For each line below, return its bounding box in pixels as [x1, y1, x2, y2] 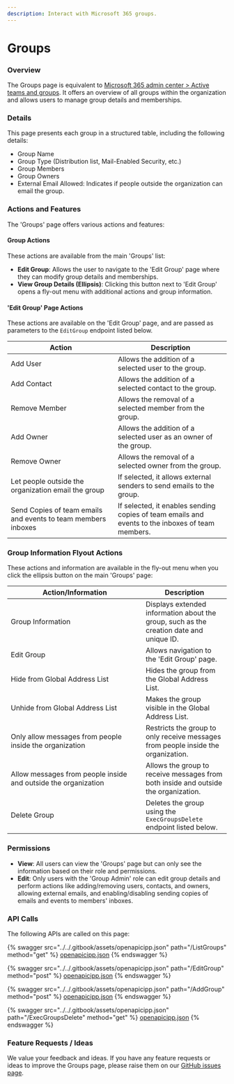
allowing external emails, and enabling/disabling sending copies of [17, 889, 209, 897]
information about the [146, 608, 217, 618]
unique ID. [146, 634, 179, 644]
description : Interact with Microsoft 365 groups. [7, 10, 157, 17]
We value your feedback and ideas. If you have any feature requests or [7, 1054, 211, 1062]
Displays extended [146, 600, 207, 609]
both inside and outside [146, 778, 223, 788]
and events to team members [10, 514, 107, 524]
